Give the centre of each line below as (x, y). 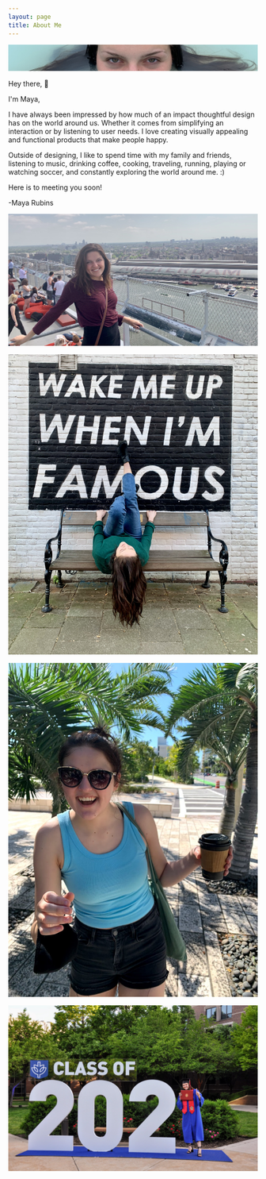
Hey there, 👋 (28, 83)
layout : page (30, 17)
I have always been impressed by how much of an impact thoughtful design (131, 114)
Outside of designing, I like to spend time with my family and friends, (120, 155)
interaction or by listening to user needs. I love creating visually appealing (128, 131)
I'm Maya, (25, 98)
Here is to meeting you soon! (55, 187)
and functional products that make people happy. (88, 140)
